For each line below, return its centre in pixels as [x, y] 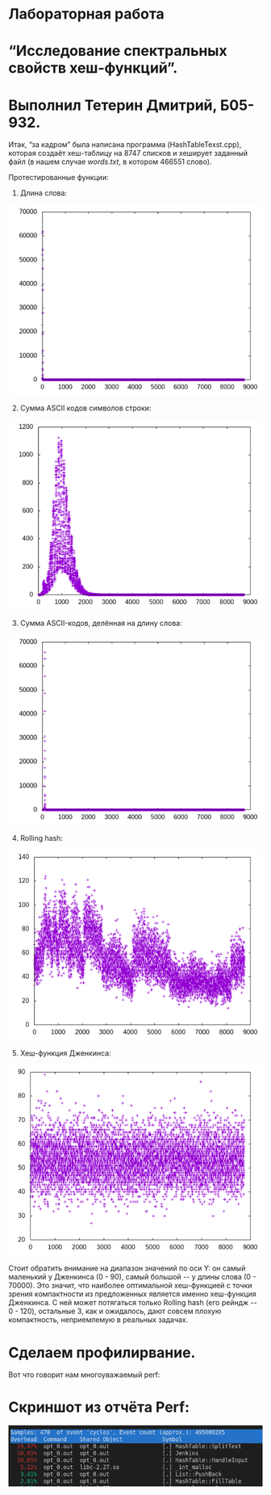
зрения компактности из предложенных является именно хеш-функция [132, 1294]
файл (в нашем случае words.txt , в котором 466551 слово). [110, 162]
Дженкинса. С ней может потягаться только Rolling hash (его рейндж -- [133, 1303]
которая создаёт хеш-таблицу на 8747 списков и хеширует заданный [128, 153]
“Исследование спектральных [118, 51]
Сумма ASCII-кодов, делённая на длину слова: [101, 624]
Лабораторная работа [87, 14]
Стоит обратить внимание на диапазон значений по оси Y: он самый [127, 1268]
